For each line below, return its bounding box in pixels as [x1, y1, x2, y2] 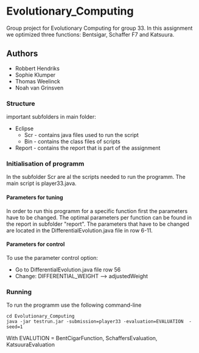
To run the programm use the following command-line [6, 301, 142, 309]
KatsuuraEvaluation [6, 341, 55, 348]
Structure [6, 99, 35, 108]
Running [6, 287, 32, 296]
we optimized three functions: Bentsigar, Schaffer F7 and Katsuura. [6, 30, 175, 38]
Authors [6, 49, 38, 59]
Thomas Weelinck [15, 77, 61, 85]
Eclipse [15, 125, 34, 132]
